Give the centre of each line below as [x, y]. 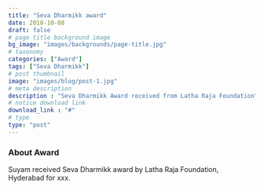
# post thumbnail [37, 74]
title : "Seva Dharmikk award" [58, 15]
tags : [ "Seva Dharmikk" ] [49, 67]
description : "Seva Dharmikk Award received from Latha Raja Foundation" [133, 96]
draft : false [29, 30]
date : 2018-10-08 [37, 23]
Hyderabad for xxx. [39, 178]
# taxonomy [26, 52]
